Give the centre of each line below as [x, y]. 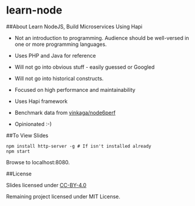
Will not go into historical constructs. [59, 78]
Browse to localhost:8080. [38, 162]
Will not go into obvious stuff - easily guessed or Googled [85, 67]
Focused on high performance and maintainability [75, 89]
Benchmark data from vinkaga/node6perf [65, 112]
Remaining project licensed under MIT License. [63, 196]
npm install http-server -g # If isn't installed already [79, 146]
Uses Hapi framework [41, 101]
